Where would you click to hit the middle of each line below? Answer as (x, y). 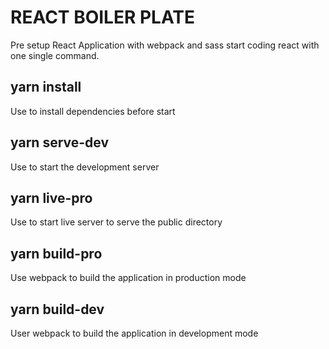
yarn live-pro (51, 197)
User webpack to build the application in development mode (134, 333)
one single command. (55, 55)
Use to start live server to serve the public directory (116, 222)
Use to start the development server (85, 167)
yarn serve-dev (60, 142)
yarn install (46, 87)
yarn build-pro (56, 253)
